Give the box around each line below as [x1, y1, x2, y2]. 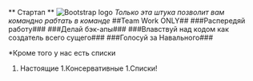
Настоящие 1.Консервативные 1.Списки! [19, 64, 158, 73]
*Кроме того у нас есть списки [8, 48, 116, 57]
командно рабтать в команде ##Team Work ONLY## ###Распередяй [8, 16, 246, 25]
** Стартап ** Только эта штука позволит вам [8, 8, 225, 17]
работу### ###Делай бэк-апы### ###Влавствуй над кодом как [8, 25, 230, 33]
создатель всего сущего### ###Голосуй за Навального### [8, 33, 214, 42]
